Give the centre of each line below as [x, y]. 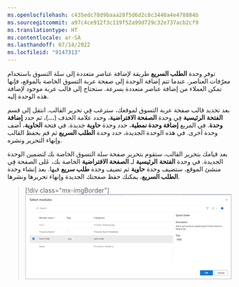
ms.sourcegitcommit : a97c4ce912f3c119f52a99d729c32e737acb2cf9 [103, 22]
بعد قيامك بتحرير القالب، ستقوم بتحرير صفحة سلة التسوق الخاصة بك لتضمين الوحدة [117, 154]
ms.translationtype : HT [43, 30]
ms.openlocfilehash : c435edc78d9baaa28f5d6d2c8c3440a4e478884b [103, 15]
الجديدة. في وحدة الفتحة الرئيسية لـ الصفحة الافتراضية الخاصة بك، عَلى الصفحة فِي [115, 161]
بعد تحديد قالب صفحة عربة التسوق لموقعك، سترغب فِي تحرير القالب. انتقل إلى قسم [118, 110]
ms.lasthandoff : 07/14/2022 [49, 45]
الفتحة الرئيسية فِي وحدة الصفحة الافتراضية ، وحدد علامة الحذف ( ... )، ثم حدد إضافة [115, 118]
